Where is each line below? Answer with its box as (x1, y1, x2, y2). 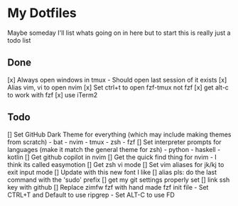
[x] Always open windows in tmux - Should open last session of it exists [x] (7, 75, 227, 84)
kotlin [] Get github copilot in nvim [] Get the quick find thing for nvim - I (7, 153, 217, 161)
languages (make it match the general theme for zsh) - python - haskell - (7, 145, 221, 153)
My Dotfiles (7, 5, 77, 21)
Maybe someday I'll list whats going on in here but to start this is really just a (7, 28, 231, 37)
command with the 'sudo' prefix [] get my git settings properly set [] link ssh (7, 175, 230, 184)
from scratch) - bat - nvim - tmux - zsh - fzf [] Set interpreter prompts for (7, 137, 222, 146)
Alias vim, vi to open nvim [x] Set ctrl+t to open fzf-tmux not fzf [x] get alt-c (7, 83, 229, 92)
